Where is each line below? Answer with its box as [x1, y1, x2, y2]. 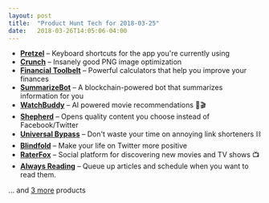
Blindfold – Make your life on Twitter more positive [19, 141, 187, 151]
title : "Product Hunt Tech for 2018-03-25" [8, 19, 160, 27]
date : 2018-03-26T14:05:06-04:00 [8, 26, 128, 35]
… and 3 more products [8, 185, 86, 195]
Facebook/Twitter [19, 120, 79, 130]
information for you [19, 91, 84, 101]
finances [19, 74, 50, 84]
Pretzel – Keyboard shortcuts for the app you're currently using [19, 49, 230, 59]
